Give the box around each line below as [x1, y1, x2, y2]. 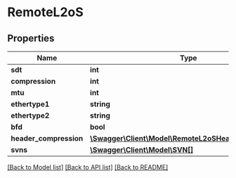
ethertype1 [11, 99, 50, 109]
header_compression [11, 134, 84, 143]
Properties [7, 32, 55, 44]
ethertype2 [11, 110, 50, 120]
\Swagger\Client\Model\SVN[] [90, 145, 194, 155]
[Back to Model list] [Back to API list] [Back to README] [7, 163, 169, 171]
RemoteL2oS [7, 4, 84, 20]
